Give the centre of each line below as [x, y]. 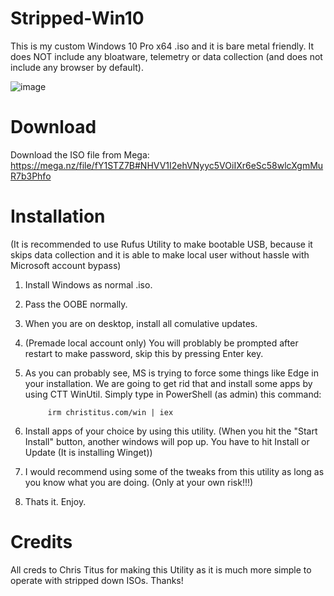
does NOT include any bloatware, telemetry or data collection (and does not [166, 56]
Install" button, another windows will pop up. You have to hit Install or [167, 441]
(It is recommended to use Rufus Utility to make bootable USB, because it [161, 244]
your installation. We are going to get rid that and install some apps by [168, 383]
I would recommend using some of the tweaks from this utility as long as [174, 471]
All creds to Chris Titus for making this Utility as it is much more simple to [161, 569]
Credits [41, 542]
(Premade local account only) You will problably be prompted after [161, 343]
